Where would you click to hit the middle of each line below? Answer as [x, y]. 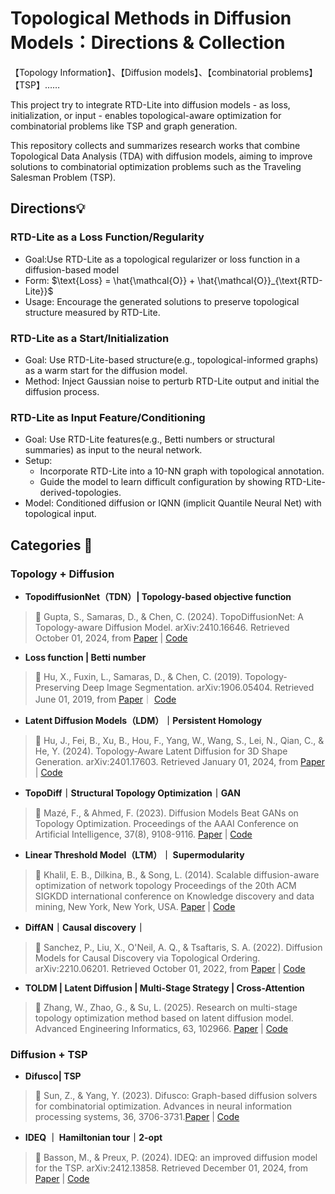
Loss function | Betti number [85, 657]
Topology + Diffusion [62, 574]
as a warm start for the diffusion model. [106, 370]
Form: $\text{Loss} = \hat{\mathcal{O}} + [110, 280]
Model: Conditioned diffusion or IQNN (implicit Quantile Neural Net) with [173, 503]
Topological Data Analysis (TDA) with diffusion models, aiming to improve [161, 156]
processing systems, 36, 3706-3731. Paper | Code [137, 1117]
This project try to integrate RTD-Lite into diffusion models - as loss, [150, 104]
